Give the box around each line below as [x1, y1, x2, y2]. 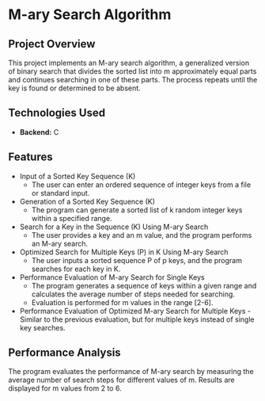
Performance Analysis [8, 346, 121, 360]
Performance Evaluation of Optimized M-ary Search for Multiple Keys [19, 306, 246, 315]
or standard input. [31, 188, 90, 197]
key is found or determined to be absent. [8, 83, 141, 93]
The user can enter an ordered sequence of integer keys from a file [31, 180, 252, 189]
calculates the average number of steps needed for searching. [31, 289, 236, 299]
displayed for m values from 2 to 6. [8, 384, 122, 393]
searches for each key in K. [31, 264, 121, 273]
